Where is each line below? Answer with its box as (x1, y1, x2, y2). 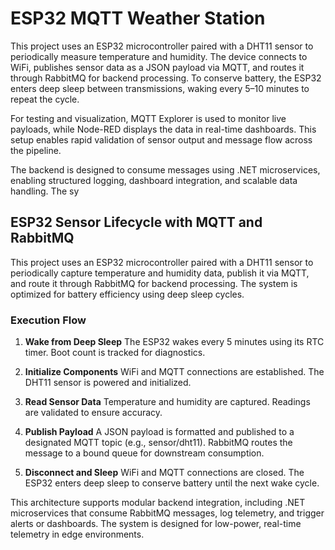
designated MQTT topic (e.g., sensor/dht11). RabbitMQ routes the (24, 437, 293, 449)
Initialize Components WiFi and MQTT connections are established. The (24, 366, 325, 378)
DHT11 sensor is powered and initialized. (24, 377, 192, 389)
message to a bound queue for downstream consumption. (24, 447, 265, 459)
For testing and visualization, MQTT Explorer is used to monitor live (10, 112, 287, 124)
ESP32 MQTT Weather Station (10, 7, 266, 30)
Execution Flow (10, 313, 87, 327)
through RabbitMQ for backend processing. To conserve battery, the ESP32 (10, 72, 322, 84)
